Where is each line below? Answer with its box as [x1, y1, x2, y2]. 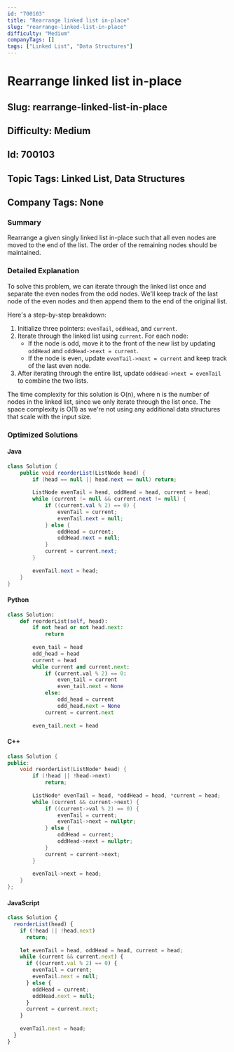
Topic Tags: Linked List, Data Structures [7, 173, 186, 185]
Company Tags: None [7, 197, 104, 209]
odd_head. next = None [57, 702, 121, 709]
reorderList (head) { [13, 921, 74, 928]
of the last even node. [27, 361, 91, 369]
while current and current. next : [32, 663, 130, 671]
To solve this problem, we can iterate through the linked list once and [7, 282, 207, 290]
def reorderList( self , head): [20, 617, 109, 625]
